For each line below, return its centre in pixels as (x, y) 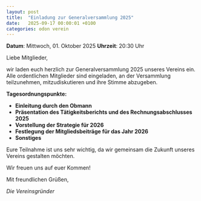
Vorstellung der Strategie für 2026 (59, 125)
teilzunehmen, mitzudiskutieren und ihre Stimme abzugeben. (82, 82)
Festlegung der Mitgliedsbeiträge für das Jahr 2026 (81, 131)
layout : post (23, 12)
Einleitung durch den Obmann (53, 106)
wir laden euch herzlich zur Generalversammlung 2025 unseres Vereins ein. (101, 70)
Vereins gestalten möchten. (41, 156)
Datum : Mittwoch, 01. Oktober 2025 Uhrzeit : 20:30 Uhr (75, 46)
